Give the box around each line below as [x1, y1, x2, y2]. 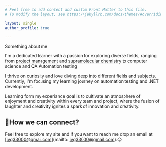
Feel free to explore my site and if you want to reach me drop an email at [5, 131, 153, 137]
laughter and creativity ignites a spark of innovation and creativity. [5, 103, 140, 109]
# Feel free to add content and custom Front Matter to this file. [5, 7, 147, 12]
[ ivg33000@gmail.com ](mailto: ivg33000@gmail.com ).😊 [5, 137, 122, 143]
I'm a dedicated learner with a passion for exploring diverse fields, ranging [5, 53, 157, 59]
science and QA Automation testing [5, 63, 78, 69]
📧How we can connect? [5, 118, 79, 126]
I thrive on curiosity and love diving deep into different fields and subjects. [5, 73, 157, 79]
